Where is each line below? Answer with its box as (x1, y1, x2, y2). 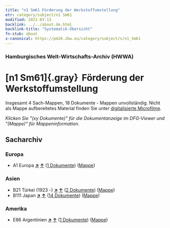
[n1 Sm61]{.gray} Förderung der (5, 72, 144, 84)
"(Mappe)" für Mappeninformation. (5, 120, 80, 127)
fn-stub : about (5, 31, 38, 36)
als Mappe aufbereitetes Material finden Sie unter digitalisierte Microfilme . (5, 105, 162, 111)
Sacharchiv (5, 135, 42, 144)
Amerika (5, 205, 27, 212)
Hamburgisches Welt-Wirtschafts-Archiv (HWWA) (5, 53, 134, 60)
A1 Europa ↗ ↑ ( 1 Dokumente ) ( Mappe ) (12, 162, 96, 169)
